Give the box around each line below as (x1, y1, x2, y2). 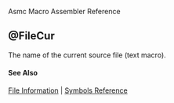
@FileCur (8, 29, 55, 42)
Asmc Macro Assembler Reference (8, 7, 121, 16)
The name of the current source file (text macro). (8, 50, 166, 60)
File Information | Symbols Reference (8, 86, 128, 95)
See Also (8, 68, 38, 78)
